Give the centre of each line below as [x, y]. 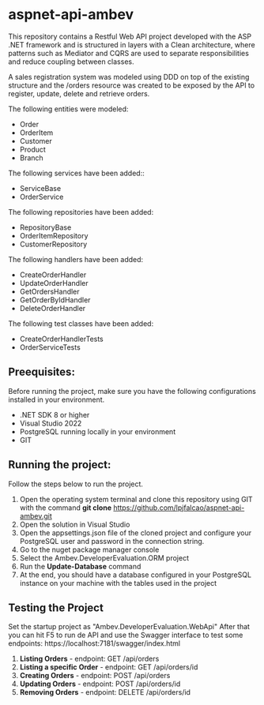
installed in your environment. [57, 399]
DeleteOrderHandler [53, 308]
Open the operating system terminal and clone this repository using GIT [136, 499]
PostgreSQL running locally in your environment [98, 431]
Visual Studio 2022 [51, 423]
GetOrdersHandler [50, 291]
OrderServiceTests [50, 347]
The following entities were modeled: [68, 109]
